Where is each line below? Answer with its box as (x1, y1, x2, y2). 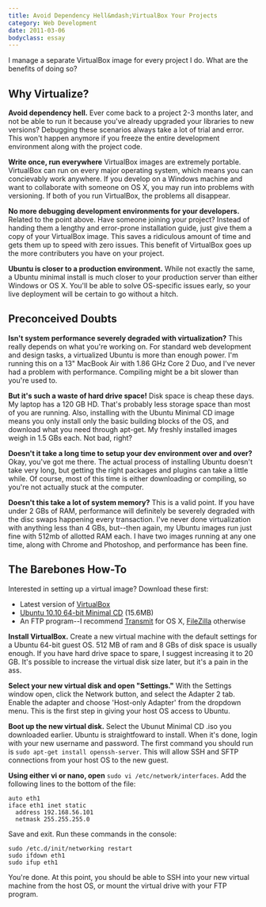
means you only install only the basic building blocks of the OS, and (8, 416, 230, 426)
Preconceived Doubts (8, 312, 117, 326)
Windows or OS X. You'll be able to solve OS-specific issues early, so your (8, 281, 251, 291)
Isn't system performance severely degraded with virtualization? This (8, 333, 243, 342)
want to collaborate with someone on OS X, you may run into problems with (8, 183, 255, 192)
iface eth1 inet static (8, 801, 87, 809)
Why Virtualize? (8, 87, 89, 100)
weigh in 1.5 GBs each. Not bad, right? (8, 433, 133, 442)
